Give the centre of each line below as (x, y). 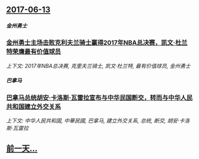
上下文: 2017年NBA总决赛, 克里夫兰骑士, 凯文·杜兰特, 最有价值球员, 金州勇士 (99, 66)
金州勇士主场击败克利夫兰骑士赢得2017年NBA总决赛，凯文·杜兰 (97, 43)
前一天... (22, 149)
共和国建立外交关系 (34, 107)
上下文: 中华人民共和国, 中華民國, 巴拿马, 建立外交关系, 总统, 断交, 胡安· (93, 121)
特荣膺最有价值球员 (34, 52)
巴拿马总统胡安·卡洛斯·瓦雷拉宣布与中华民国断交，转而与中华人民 (99, 98)
